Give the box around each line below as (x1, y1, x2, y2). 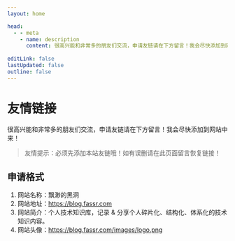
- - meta (13, 29, 39, 36)
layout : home (7, 10, 45, 17)
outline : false (7, 68, 52, 75)
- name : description (20, 36, 80, 43)
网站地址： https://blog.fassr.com (17, 200, 112, 208)
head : (7, 22, 23, 30)
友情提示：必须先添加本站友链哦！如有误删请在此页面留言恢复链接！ (24, 148, 221, 157)
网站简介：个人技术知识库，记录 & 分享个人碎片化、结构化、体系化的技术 (17, 208, 227, 217)
